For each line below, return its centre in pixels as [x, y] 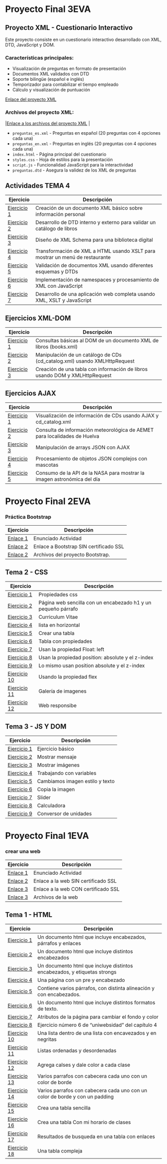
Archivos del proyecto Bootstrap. [72, 555]
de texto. [47, 1009]
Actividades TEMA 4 [38, 186]
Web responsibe [58, 706]
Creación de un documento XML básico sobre [89, 208]
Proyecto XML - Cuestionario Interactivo [69, 28]
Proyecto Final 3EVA [48, 9]
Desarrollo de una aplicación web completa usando [95, 294]
